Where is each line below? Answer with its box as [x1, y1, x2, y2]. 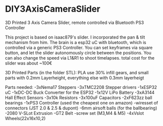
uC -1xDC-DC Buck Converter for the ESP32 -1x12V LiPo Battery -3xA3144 [5, 89, 155, 95]
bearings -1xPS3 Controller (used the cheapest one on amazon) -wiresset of [5, 100, 158, 105]
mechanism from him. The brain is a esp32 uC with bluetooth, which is [5, 39, 146, 45]
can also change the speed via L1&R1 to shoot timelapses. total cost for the [5, 55, 155, 61]
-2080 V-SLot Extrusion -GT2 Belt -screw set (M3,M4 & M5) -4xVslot [5, 110, 145, 116]
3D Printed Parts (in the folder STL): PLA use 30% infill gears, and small [5, 69, 149, 75]
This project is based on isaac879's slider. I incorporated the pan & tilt [5, 34, 145, 40]
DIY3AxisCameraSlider [5, 3, 101, 15]
